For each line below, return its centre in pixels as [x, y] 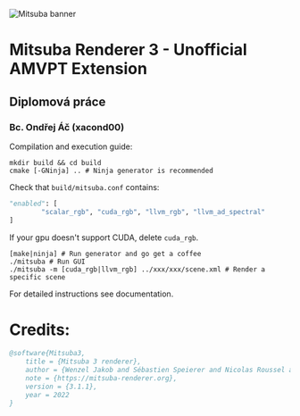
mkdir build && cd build [55, 162]
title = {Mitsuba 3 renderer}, [83, 362]
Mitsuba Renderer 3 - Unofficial [128, 50]
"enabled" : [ [33, 204]
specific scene [37, 277]
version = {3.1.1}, [62, 387]
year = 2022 [47, 395]
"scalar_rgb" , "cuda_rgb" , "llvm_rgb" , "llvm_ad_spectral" [154, 212]
